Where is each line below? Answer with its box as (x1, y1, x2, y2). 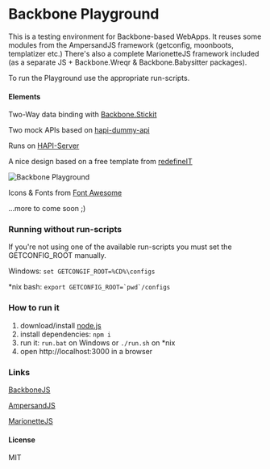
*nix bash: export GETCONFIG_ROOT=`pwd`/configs (8, 282, 171, 292)
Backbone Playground (8, 5, 160, 23)
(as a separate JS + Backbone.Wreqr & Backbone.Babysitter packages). (8, 57, 247, 67)
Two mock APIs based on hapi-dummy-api (8, 125, 151, 135)
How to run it (8, 302, 60, 314)
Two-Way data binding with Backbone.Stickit (8, 110, 157, 120)
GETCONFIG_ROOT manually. (8, 251, 106, 260)
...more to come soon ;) (8, 204, 86, 213)
